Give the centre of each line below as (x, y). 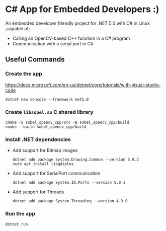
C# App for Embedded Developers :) (82, 9)
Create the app (24, 74)
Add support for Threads (38, 192)
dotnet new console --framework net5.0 (47, 99)
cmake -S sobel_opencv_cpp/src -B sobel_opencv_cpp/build (67, 122)
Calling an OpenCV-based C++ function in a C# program (71, 38)
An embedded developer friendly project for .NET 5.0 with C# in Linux (77, 23)
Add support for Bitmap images (45, 150)
